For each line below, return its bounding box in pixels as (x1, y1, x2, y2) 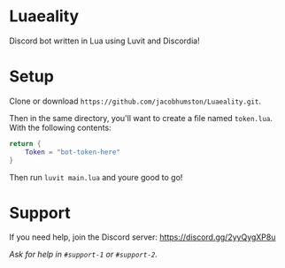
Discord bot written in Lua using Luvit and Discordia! (9, 35, 201, 46)
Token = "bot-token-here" (25, 148, 121, 157)
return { (9, 139, 42, 148)
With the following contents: (9, 122, 112, 133)
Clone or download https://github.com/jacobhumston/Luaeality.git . (9, 96, 261, 106)
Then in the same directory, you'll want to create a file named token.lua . (9, 112, 273, 123)
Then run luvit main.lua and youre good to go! (9, 172, 183, 182)
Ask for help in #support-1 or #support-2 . (9, 249, 158, 260)
